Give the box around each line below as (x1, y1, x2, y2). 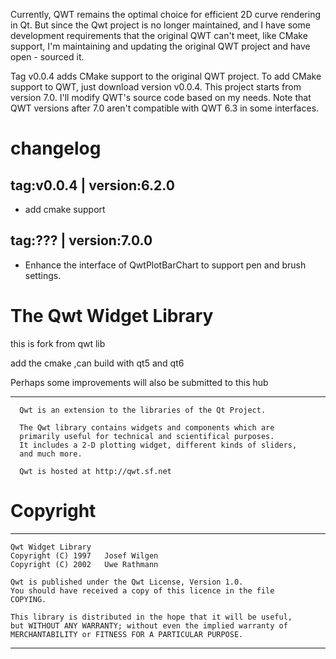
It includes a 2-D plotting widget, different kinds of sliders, (19, 440, 298, 450)
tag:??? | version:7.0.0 (10, 232, 153, 249)
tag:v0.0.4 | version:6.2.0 (10, 177, 175, 194)
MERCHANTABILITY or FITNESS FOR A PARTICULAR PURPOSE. (10, 629, 244, 639)
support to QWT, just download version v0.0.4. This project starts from (10, 81, 302, 93)
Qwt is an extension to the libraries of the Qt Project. (19, 405, 267, 415)
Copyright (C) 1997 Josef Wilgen (10, 550, 159, 561)
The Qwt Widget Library (10, 305, 214, 327)
